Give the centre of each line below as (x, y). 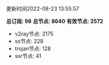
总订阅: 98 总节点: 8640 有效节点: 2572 (55, 21)
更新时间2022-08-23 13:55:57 (43, 9)
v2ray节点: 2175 (34, 34)
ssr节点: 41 (28, 56)
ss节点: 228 (29, 41)
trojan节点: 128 (33, 48)
